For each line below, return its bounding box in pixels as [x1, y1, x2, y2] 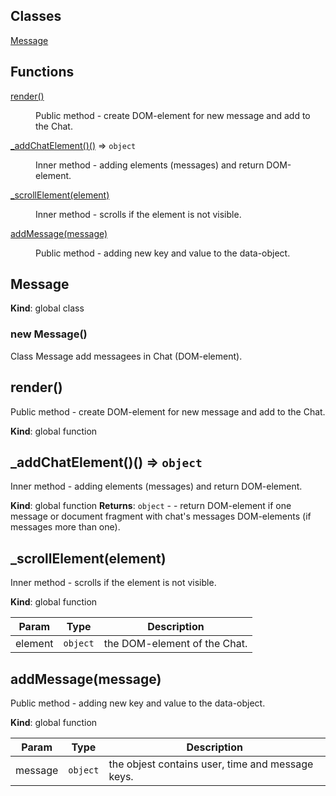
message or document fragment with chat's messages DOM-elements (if [10, 510, 312, 523]
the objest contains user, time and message [108, 757, 314, 771]
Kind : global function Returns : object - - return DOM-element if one [10, 500, 292, 512]
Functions [10, 64, 75, 81]
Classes [10, 8, 62, 25]
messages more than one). [10, 521, 121, 533]
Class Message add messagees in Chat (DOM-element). [10, 350, 243, 362]
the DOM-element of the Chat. [103, 637, 248, 651]
